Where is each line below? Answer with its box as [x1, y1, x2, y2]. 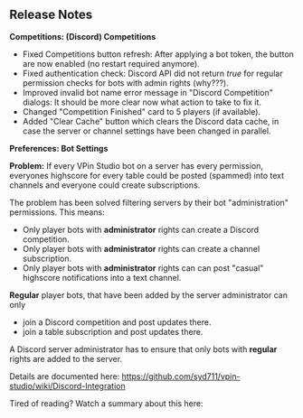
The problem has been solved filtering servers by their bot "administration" [9, 197, 289, 208]
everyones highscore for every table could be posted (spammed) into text [9, 170, 285, 181]
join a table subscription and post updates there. [22, 326, 204, 337]
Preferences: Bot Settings [9, 143, 109, 153]
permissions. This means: [9, 207, 106, 218]
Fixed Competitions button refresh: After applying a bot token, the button [22, 49, 294, 60]
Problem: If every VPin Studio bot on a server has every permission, [9, 160, 264, 171]
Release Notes [9, 7, 93, 23]
